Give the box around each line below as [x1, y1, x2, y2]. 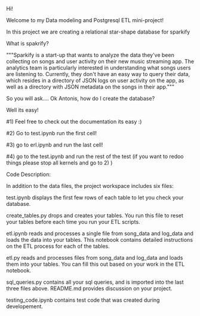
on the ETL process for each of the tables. [6, 242, 110, 250]
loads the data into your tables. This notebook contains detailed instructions [6, 236, 193, 243]
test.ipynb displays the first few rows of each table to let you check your [6, 194, 184, 201]
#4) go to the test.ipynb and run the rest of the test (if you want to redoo [6, 153, 184, 160]
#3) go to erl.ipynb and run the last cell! [6, 141, 103, 148]
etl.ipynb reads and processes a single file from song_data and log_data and [6, 230, 194, 237]
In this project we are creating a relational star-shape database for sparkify [6, 28, 190, 35]
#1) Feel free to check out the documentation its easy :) [6, 118, 142, 125]
